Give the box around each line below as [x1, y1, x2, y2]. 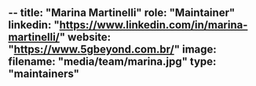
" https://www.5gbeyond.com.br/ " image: [8, 43, 218, 56]
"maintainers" [8, 67, 80, 81]
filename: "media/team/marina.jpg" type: [8, 55, 217, 69]
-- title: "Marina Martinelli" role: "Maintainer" [8, 6, 236, 20]
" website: [59, 30, 112, 44]
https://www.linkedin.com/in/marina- [59, 19, 248, 32]
